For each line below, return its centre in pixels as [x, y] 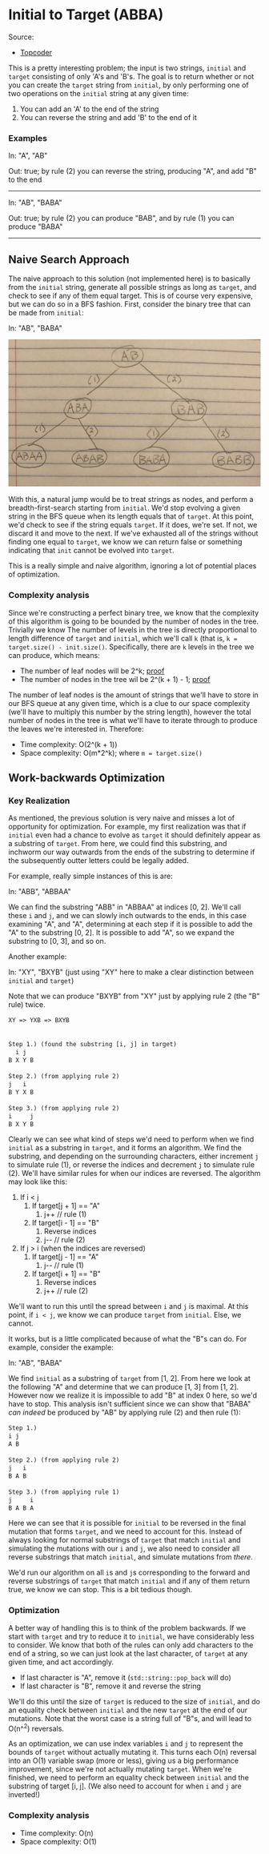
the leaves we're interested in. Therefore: [76, 728]
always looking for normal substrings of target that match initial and [125, 1540]
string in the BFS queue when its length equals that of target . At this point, [131, 516]
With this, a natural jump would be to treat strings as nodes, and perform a [131, 500]
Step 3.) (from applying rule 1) [64, 1492]
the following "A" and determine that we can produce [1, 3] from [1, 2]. [124, 1387]
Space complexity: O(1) [58, 1841]
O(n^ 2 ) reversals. [36, 1728]
